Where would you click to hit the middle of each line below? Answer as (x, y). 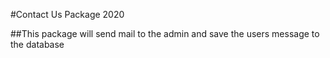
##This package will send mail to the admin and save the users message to (165, 33)
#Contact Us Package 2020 (67, 14)
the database (37, 44)
